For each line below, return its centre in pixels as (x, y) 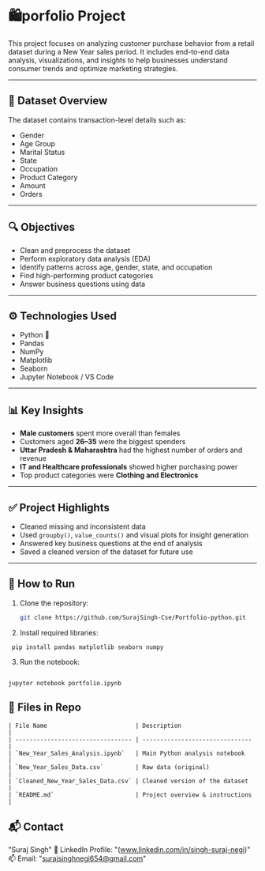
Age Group (37, 143)
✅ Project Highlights (59, 507)
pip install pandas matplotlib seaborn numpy (88, 647)
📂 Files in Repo (45, 708)
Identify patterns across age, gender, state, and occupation (116, 267)
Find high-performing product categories (86, 275)
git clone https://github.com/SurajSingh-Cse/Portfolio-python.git (132, 617)
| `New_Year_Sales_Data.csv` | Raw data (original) (109, 767)
